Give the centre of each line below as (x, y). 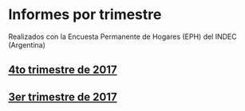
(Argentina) (27, 44)
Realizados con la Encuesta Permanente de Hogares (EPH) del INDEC (122, 36)
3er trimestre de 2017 (63, 97)
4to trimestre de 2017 (63, 70)
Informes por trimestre (85, 15)
